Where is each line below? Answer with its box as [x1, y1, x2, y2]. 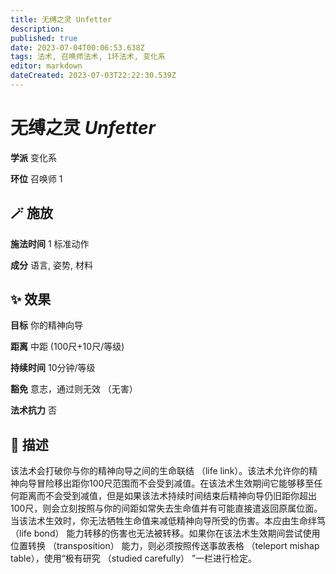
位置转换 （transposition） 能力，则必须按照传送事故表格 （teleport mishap [10, 540, 320, 552]
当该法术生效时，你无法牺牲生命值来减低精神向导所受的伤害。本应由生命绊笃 [10, 515, 326, 527]
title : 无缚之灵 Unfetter [10, 14, 113, 25]
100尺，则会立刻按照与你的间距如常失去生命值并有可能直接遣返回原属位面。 [10, 502, 323, 515]
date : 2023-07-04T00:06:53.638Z [10, 42, 145, 53]
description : [10, 24, 65, 34]
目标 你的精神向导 [10, 319, 83, 331]
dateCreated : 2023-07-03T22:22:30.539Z [10, 71, 177, 81]
